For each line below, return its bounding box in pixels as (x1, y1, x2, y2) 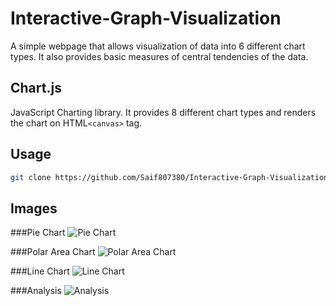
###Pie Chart (10, 227, 66, 239)
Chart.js (10, 80, 62, 97)
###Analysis (10, 285, 62, 297)
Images (10, 200, 58, 217)
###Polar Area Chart (10, 246, 96, 258)
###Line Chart (10, 265, 70, 277)
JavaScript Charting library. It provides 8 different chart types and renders (10, 106, 317, 118)
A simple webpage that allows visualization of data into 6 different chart (10, 40, 306, 52)
